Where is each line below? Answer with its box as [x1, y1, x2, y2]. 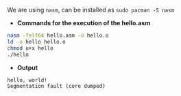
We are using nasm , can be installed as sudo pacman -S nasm [7, 6, 175, 14]
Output [16, 63, 38, 71]
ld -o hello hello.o [7, 38, 67, 45]
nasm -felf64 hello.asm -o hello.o [7, 32, 109, 39]
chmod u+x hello [7, 44, 53, 52]
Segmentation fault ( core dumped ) [7, 83, 106, 90]
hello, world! [7, 76, 48, 84]
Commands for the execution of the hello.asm [16, 19, 151, 27]
